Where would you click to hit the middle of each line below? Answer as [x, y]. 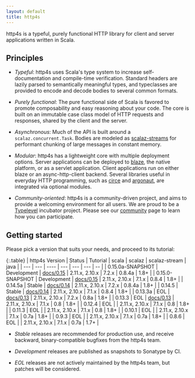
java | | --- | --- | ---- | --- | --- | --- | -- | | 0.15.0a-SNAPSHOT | [82, 267]
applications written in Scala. [41, 40]
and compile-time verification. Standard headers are [115, 78]
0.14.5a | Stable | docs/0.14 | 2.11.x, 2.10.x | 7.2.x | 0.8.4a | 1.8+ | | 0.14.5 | [92, 285]
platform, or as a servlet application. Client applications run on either [97, 168]
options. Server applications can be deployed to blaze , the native [92, 162]
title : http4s [23, 17]
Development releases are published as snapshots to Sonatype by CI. [98, 352]
